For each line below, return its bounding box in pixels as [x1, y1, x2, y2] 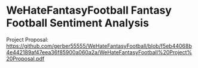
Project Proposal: [6, 36, 49, 43]
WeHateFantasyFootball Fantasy [6, 4, 172, 17]
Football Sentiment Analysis [6, 16, 150, 30]
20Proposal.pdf [6, 55, 45, 62]
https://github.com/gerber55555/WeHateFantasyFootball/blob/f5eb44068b [6, 42, 193, 50]
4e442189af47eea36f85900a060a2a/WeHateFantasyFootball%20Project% [6, 48, 193, 55]
